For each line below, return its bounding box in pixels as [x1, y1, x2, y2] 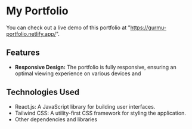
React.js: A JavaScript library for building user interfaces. [14, 103, 156, 110]
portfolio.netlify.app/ [6, 30, 57, 37]
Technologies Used [6, 87, 79, 97]
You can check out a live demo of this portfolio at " [6, 24, 131, 31]
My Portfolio [6, 4, 69, 18]
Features [6, 48, 40, 58]
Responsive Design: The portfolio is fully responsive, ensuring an [14, 63, 177, 70]
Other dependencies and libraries [14, 115, 97, 123]
